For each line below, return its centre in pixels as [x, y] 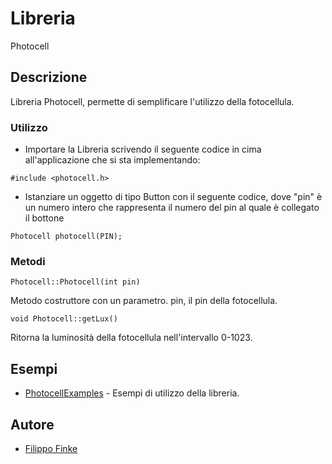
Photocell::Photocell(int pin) [75, 282]
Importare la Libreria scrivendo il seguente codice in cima [143, 149]
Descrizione [49, 77]
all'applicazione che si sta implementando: [112, 160]
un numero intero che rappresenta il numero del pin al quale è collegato [172, 208]
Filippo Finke [51, 448]
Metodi [28, 261]
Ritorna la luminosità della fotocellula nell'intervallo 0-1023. [131, 338]
